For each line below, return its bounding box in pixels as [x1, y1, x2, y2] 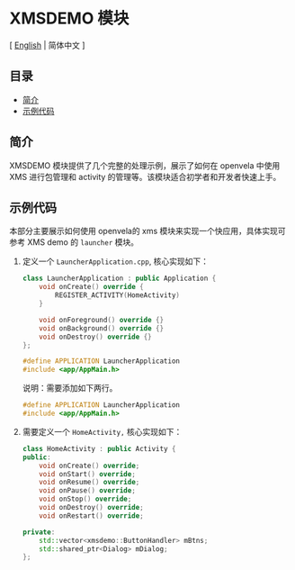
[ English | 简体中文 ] [9, 40, 85, 50]
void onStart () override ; [39, 469, 137, 478]
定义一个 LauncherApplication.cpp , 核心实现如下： [22, 256, 210, 267]
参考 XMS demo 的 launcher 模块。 [9, 237, 139, 248]
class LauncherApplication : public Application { [22, 274, 217, 284]
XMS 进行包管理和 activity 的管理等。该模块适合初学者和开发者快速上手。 [9, 171, 282, 182]
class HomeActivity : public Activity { [22, 444, 176, 453]
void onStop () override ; [39, 494, 132, 504]
